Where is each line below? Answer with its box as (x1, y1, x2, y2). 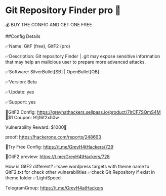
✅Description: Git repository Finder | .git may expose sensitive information (5, 53, 160, 59)
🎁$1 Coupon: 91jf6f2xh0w (5, 114, 59, 120)
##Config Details (5, 33, 40, 39)
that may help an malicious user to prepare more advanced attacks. (5, 59, 146, 65)
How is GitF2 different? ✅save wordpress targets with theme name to (5, 163, 150, 169)
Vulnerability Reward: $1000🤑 (5, 124, 67, 130)
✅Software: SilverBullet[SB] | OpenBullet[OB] (5, 68, 100, 75)
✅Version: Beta (5, 78, 37, 85)
